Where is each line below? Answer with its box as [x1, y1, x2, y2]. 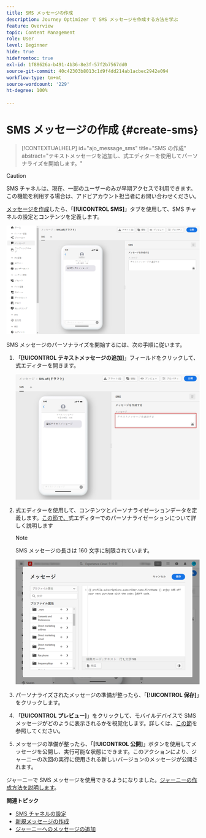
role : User [6, 36, 34, 42]
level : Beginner [6, 42, 48, 48]
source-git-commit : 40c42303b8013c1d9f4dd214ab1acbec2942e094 [6, 68, 169, 74]
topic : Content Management [6, 29, 75, 36]
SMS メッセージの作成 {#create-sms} [6, 123, 199, 137]
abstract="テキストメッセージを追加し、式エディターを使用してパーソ [21, 152, 198, 159]
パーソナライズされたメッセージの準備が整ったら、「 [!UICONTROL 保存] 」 [15, 691, 199, 699]
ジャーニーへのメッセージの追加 [15, 825, 96, 833]
